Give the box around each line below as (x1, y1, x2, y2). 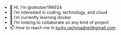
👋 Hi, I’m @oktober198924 (9, 5, 62, 10)
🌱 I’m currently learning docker (9, 15, 72, 20)
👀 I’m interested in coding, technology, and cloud (9, 9, 107, 15)
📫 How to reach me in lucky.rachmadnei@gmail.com (9, 25, 116, 30)
